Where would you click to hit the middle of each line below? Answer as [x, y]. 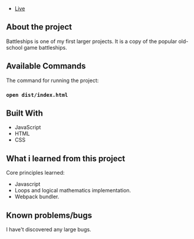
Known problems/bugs [49, 215]
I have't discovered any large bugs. [49, 229]
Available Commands [46, 66]
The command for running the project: [52, 80]
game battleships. [45, 47]
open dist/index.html [37, 95]
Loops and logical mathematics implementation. [73, 191]
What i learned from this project [66, 158]
